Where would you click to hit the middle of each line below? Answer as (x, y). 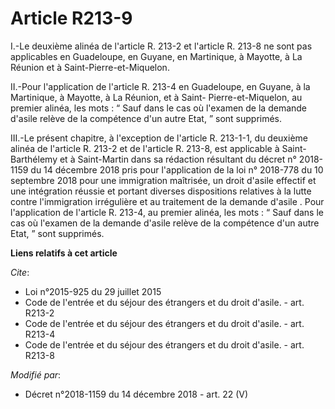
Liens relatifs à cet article (64, 253)
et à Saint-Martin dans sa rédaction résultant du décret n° (178, 159)
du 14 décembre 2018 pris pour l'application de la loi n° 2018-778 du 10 (177, 169)
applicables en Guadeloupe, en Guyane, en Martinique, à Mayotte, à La (156, 56)
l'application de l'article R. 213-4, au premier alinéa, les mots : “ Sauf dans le (167, 212)
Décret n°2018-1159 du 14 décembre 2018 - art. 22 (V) (136, 394)
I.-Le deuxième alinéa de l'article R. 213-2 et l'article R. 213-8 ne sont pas (161, 46)
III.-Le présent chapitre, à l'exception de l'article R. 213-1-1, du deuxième (159, 138)
